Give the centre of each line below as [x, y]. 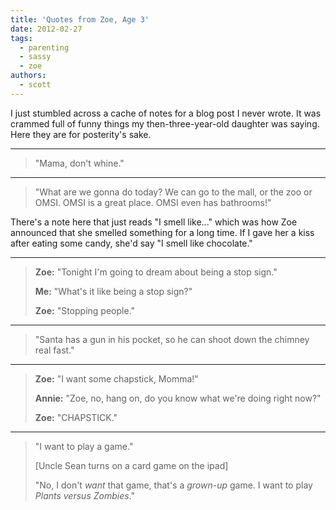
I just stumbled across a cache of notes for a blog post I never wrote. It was [166, 113]
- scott [35, 85]
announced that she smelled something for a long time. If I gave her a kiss [162, 232]
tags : [21, 38]
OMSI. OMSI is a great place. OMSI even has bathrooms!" [153, 202]
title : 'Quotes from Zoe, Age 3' [80, 19]
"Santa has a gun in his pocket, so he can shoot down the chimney [172, 339]
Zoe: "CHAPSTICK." [76, 417]
